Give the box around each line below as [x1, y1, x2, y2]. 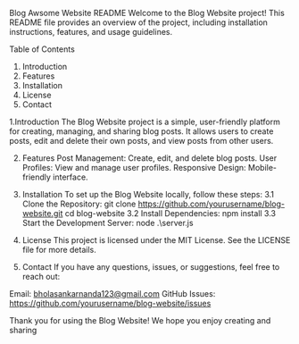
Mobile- [248, 163, 278, 172]
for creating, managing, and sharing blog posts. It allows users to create [9, 126, 274, 137]
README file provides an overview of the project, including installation [9, 17, 268, 28]
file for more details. [21, 245, 96, 255]
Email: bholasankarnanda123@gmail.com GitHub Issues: [9, 289, 216, 298]
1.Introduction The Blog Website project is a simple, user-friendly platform [9, 116, 281, 127]
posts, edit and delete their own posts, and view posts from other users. [9, 136, 274, 146]
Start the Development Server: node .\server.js [21, 218, 194, 228]
